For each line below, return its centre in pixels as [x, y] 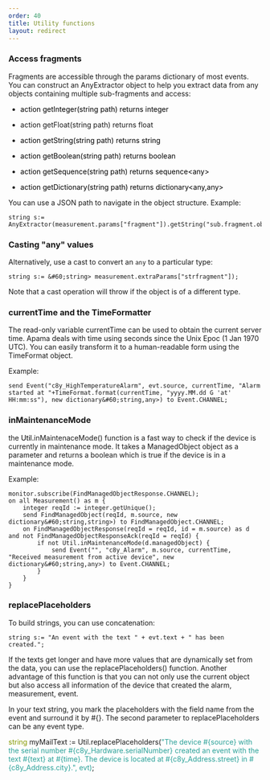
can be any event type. [46, 726]
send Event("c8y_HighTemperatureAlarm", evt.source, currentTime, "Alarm [135, 386]
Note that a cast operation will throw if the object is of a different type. [125, 291]
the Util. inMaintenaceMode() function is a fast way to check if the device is [132, 437]
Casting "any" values [51, 244]
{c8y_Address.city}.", [43, 767]
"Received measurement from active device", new [91, 557]
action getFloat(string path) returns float [87, 125]
